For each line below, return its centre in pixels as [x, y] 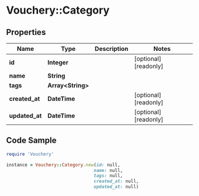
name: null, [108, 170]
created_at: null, [116, 181]
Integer [58, 62]
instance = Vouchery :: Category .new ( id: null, [63, 165]
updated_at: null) [116, 187]
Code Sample [31, 141]
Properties [26, 32]
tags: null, [108, 176]
